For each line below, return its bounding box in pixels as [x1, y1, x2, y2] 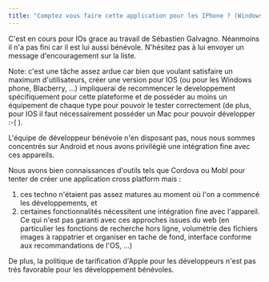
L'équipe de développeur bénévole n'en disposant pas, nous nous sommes [8, 133, 255, 143]
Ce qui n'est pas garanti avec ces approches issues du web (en [19, 215, 230, 224]
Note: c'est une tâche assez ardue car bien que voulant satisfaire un [8, 66, 234, 76]
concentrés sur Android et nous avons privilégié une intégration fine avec [8, 141, 251, 151]
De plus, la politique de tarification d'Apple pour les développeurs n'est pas [8, 256, 256, 265]
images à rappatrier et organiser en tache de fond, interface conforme [19, 232, 252, 241]
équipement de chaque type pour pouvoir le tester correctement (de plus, [8, 100, 252, 110]
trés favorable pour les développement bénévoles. [8, 264, 175, 274]
